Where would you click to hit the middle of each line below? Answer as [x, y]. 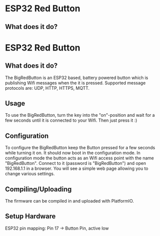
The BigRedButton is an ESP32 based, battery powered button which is [77, 78]
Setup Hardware [30, 216]
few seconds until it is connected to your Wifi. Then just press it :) [71, 120]
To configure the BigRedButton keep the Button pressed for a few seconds [80, 148]
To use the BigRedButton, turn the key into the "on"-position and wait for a [80, 115]
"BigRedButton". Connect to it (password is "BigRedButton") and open [76, 163]
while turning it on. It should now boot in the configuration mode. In [73, 153]
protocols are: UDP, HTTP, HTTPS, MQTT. [47, 88]
